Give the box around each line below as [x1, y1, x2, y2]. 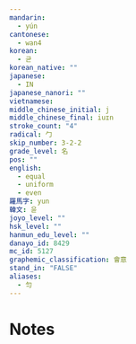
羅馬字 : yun [9, 197, 50, 207]
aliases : [9, 272, 42, 281]
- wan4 [17, 38, 42, 48]
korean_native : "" [9, 64, 78, 73]
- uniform [17, 181, 54, 190]
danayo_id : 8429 [9, 239, 70, 248]
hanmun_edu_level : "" [9, 230, 90, 239]
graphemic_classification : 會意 [9, 255, 127, 265]
